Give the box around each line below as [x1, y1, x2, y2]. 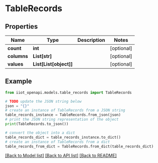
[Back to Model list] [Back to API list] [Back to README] [5, 153, 117, 159]
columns [7, 53, 28, 59]
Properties [5, 22, 38, 31]
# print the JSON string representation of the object [5, 117, 119, 122]
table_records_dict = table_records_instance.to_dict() [5, 135, 121, 140]
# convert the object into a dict [5, 130, 76, 135]
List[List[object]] [33, 61, 73, 67]
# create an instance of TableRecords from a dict [5, 139, 110, 144]
